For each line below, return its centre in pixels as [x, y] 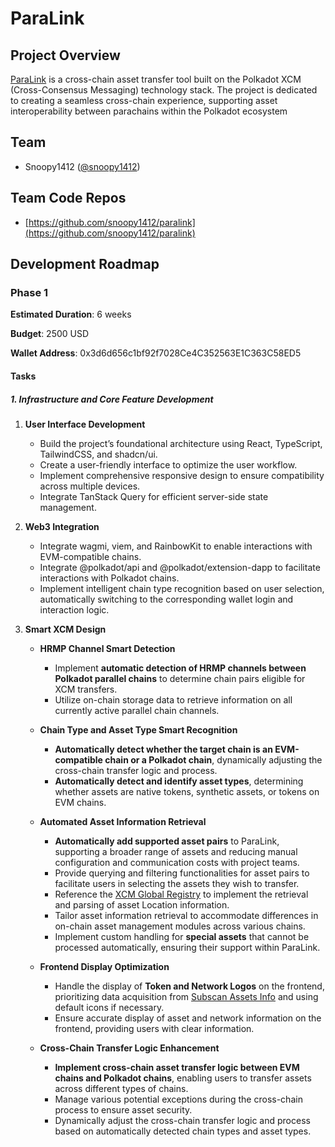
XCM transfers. [86, 689]
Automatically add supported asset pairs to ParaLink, [167, 841]
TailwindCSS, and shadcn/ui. [98, 454]
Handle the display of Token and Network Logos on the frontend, [189, 986]
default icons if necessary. [109, 1007]
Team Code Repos [68, 198]
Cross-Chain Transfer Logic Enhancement [129, 1048]
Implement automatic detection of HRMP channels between [180, 668]
